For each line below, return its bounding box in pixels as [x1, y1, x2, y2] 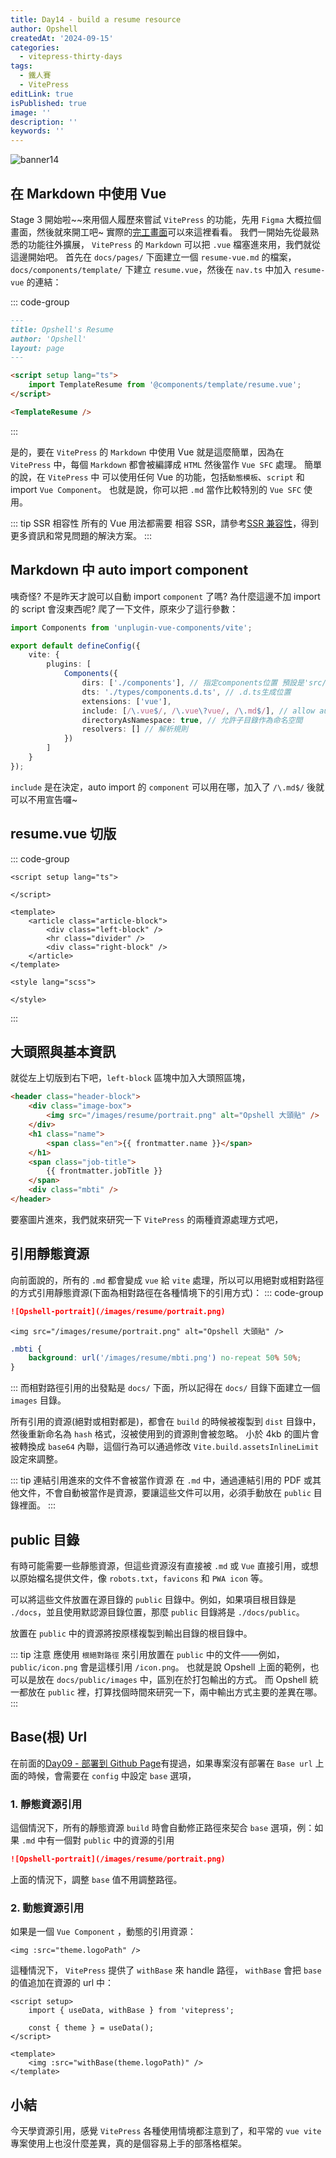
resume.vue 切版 [10, 826, 117, 843]
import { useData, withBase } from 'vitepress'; [28, 2006, 235, 2016]
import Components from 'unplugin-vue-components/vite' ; [10, 622, 253, 633]
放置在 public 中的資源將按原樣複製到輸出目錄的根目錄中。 [10, 1627, 253, 1639]
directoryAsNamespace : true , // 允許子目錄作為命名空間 [81, 715, 303, 725]
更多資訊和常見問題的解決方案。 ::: [10, 529, 153, 541]
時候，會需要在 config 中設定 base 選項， [27, 1769, 197, 1781]
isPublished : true [10, 98, 87, 108]
